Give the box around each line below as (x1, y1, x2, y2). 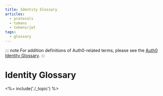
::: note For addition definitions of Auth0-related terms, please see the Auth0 (5, 47, 158, 53)
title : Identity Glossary (5, 7, 57, 12)
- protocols (9, 16, 34, 21)
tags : (5, 30, 16, 34)
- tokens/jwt (9, 25, 36, 30)
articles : (5, 12, 25, 16)
